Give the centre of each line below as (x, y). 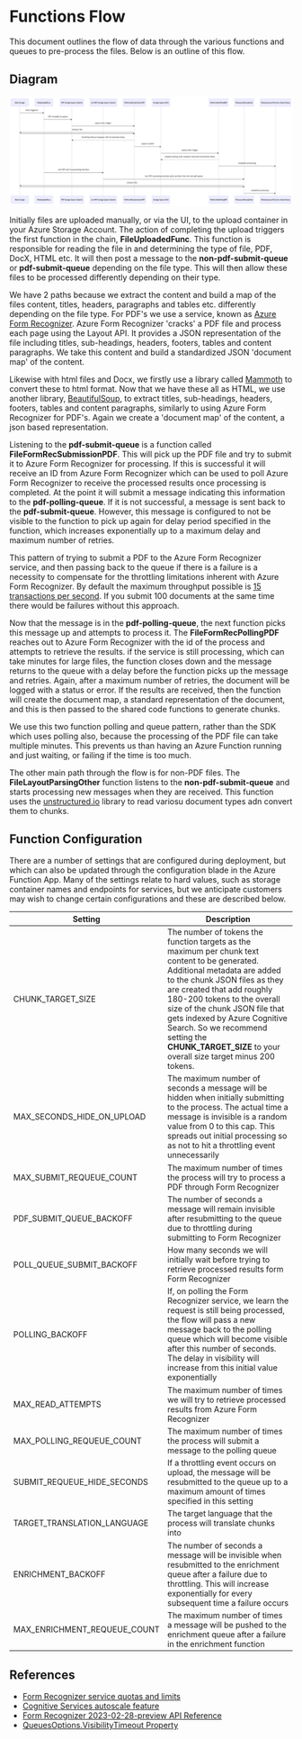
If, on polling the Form (208, 1291)
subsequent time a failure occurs (228, 1603)
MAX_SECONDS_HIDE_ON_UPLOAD (80, 1117)
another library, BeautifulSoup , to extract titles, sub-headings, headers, (141, 398)
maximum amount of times (217, 1491)
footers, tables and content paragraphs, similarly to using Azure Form (138, 408)
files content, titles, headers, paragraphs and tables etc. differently (133, 304)
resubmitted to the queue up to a (228, 1482)
